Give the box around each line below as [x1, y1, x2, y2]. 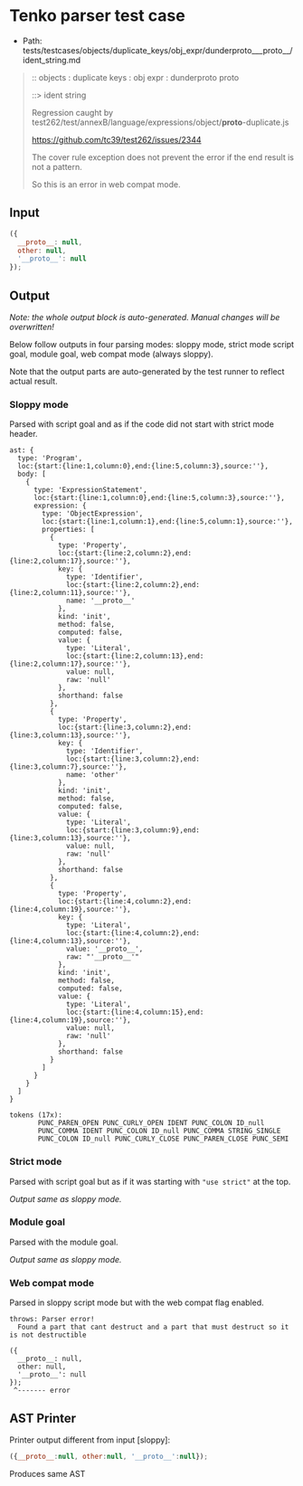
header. [9, 429, 38, 440]
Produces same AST [9, 1468, 86, 1479]
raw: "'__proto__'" [66, 952, 140, 961]
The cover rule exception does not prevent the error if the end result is [31, 151, 294, 163]
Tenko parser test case [9, 5, 185, 26]
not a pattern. [31, 161, 83, 172]
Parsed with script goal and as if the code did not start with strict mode [9, 419, 274, 430]
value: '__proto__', [66, 944, 144, 954]
